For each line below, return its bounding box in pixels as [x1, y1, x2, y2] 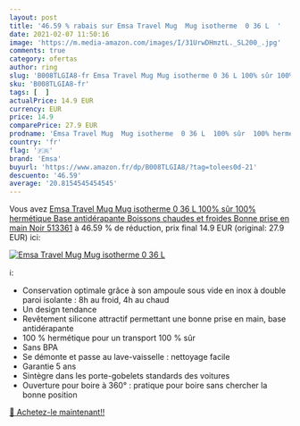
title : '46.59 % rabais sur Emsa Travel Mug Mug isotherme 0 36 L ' [9, 21, 281, 30]
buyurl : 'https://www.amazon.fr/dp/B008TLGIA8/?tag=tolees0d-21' [9, 163, 257, 171]
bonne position [21, 389, 78, 400]
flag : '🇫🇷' [9, 146, 54, 155]
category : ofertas [9, 54, 78, 63]
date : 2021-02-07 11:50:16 [9, 29, 110, 38]
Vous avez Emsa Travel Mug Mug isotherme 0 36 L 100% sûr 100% [9, 204, 256, 214]
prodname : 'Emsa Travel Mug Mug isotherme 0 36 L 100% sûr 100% [9, 129, 270, 138]
